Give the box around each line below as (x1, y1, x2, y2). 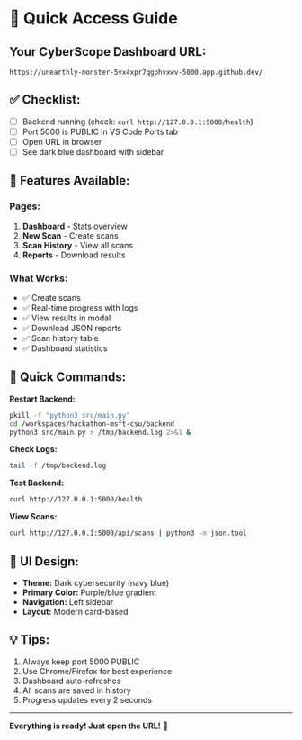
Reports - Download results (22, 249, 126, 260)
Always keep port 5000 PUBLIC (22, 656, 140, 667)
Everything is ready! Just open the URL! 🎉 (9, 720, 169, 731)
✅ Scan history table (22, 333, 99, 344)
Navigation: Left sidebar (22, 596, 114, 607)
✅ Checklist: (9, 92, 81, 107)
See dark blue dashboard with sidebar (22, 147, 164, 157)
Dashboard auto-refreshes (22, 675, 121, 686)
